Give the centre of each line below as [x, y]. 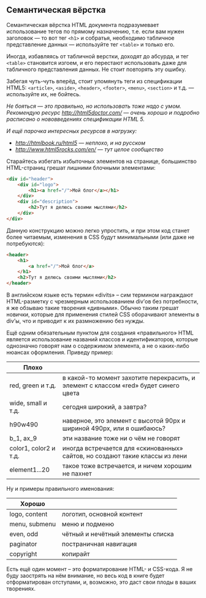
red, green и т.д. [33, 385]
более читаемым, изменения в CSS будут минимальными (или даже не [101, 237]
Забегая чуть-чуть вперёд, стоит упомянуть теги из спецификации [94, 81]
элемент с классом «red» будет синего [121, 385]
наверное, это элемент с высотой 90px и [124, 421]
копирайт [76, 554]
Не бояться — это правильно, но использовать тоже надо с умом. [94, 106]
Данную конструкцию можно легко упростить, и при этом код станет [98, 230]
